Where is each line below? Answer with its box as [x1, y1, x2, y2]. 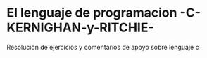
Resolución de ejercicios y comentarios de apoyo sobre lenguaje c [6, 43, 199, 51]
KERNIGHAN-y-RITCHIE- [6, 20, 154, 36]
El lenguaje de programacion [6, 5, 177, 21]
